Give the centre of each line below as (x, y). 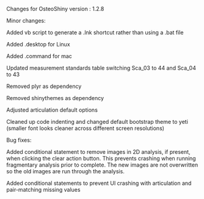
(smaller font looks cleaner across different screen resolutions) (86, 128)
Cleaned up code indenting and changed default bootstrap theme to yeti (97, 122)
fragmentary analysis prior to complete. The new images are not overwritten (102, 165)
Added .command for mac (39, 56)
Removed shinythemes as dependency (55, 98)
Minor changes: (26, 20)
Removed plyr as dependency (44, 86)
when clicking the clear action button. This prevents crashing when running (101, 158)
